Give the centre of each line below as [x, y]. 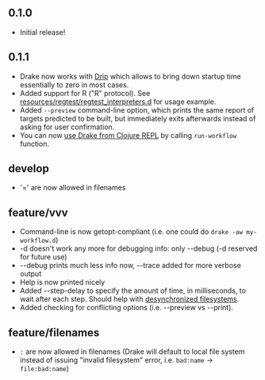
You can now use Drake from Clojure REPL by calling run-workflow [128, 135]
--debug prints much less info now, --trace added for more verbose [131, 266]
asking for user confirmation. [67, 127]
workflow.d [38, 241]
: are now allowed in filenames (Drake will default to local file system [132, 351]
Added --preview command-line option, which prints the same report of [137, 109]
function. [35, 144]
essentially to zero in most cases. [74, 84]
